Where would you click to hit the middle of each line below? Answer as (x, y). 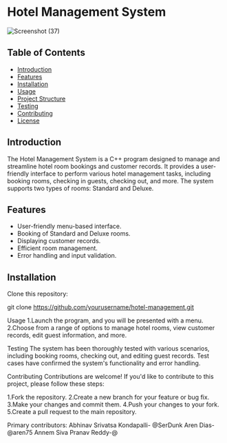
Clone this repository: (38, 294)
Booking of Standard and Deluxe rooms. (74, 234)
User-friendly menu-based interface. (69, 226)
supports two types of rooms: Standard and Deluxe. (80, 188)
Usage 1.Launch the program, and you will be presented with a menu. (105, 320)
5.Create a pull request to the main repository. (72, 412)
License (28, 121)
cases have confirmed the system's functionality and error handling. (104, 363)
